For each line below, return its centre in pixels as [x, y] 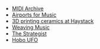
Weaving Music [31, 27]
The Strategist [29, 34]
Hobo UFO [25, 40]
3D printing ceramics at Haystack [53, 21]
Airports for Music [34, 15]
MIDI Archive [28, 9]
